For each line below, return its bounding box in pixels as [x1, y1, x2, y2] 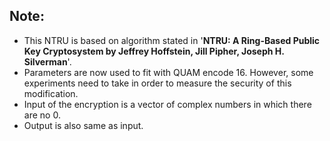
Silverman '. [23, 55, 72, 68]
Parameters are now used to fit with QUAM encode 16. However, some [23, 66, 314, 78]
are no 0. [23, 109, 61, 121]
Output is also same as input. [23, 119, 144, 131]
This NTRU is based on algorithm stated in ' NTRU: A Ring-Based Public [23, 34, 321, 46]
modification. [23, 87, 79, 99]
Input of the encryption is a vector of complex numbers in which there [23, 98, 312, 110]
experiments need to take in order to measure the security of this [23, 77, 292, 89]
